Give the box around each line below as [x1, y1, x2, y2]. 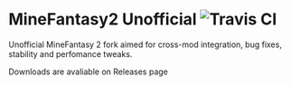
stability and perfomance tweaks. [8, 48, 133, 59]
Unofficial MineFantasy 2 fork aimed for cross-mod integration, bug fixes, [8, 39, 282, 50]
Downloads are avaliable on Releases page [8, 66, 168, 77]
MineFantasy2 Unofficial [8, 9, 197, 30]
